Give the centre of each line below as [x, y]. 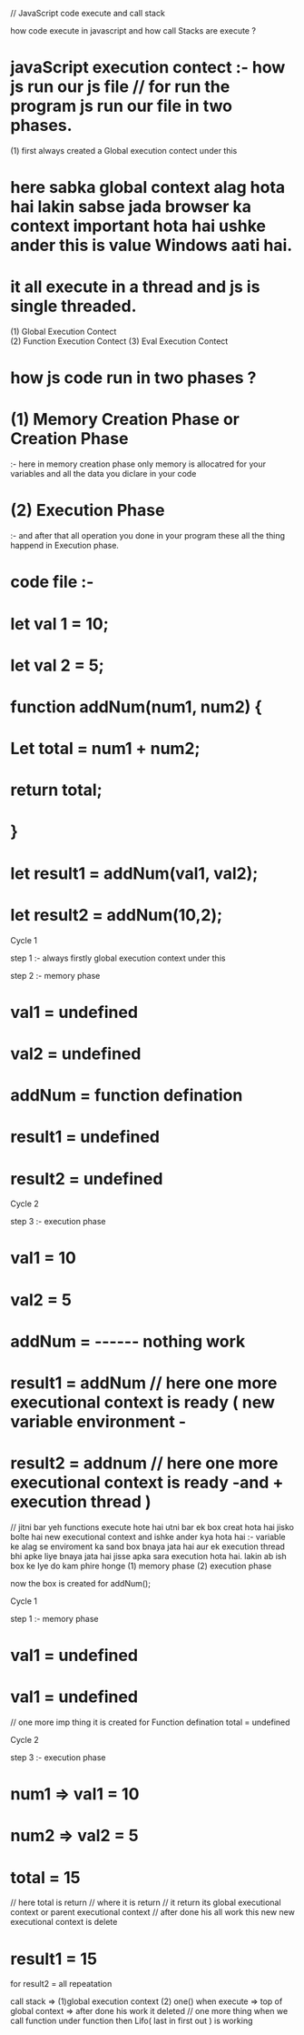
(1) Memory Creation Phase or [125, 420]
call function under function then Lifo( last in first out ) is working [132, 2021]
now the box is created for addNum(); [80, 1583]
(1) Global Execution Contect [64, 332]
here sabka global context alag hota [148, 188]
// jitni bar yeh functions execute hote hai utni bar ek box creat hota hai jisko [152, 1526]
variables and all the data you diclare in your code [103, 474]
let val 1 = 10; [60, 624]
